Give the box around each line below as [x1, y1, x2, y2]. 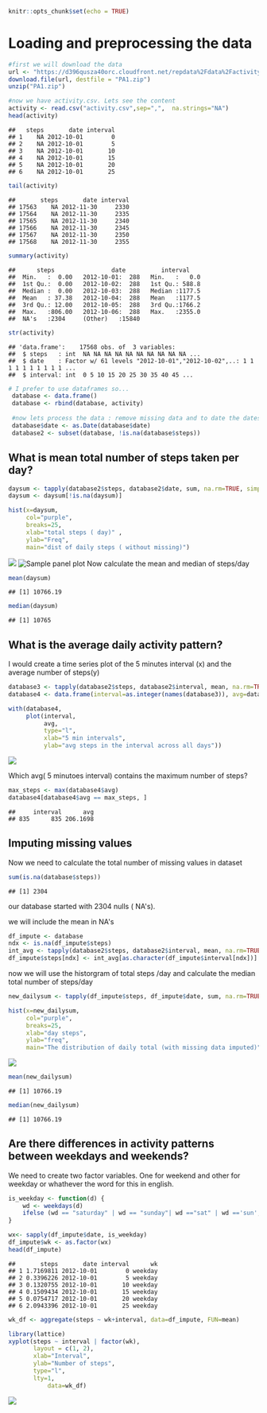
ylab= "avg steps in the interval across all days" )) [43, 741, 222, 750]
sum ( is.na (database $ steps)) [8, 873, 102, 881]
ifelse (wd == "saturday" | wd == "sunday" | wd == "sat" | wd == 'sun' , [22, 1209, 261, 1218]
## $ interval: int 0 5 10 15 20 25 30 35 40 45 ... [8, 370, 194, 379]
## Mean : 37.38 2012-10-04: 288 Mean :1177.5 [8, 294, 201, 302]
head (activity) [8, 112, 59, 120]
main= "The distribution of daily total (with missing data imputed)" [25, 1043, 261, 1052]
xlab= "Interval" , [33, 1352, 91, 1361]
